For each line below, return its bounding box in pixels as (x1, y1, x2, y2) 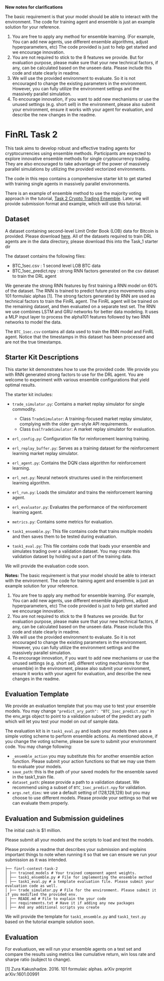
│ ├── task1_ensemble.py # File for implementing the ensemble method (5, 875, 152, 880)
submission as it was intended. (5, 857, 68, 863)
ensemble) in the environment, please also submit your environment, (12, 665, 151, 671)
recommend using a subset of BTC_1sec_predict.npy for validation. (12, 785, 147, 791)
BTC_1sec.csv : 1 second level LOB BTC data (12, 263, 101, 268)
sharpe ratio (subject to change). (5, 956, 71, 962)
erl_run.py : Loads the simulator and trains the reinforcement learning (12, 489, 153, 495)
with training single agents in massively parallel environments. (5, 181, 130, 186)
